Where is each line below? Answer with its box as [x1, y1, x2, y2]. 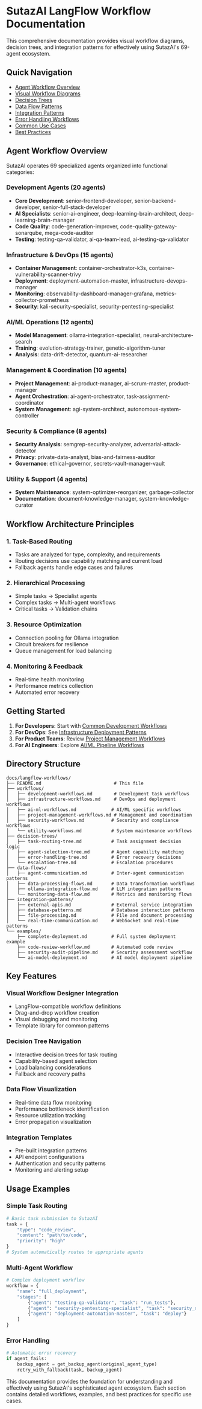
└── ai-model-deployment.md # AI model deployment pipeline [17, 954, 192, 961]
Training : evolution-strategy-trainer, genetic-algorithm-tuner [14, 344, 166, 351]
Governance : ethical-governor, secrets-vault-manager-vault [14, 460, 165, 467]
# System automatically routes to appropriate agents [6, 1249, 144, 1256]
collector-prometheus [14, 297, 69, 304]
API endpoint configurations [14, 1154, 85, 1161]
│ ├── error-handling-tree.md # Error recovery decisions [6, 854, 182, 860]
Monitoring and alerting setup [14, 1166, 89, 1173]
